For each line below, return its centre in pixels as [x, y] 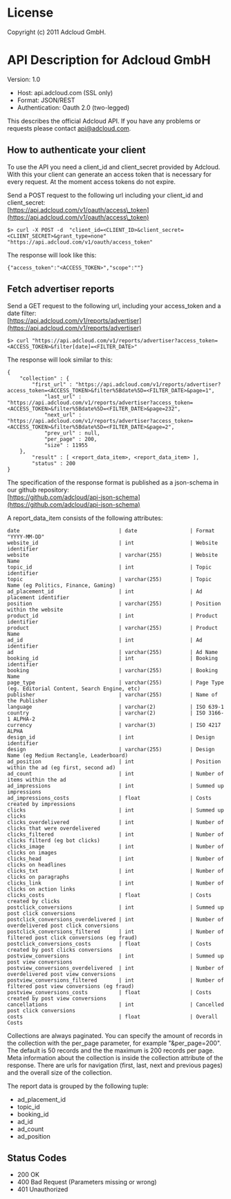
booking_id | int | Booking [112, 658]
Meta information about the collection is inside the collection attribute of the [115, 1057]
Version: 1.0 [24, 79]
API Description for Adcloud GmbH [109, 60]
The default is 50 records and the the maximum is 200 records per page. [111, 1050]
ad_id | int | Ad [105, 640]
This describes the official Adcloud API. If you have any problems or [104, 121]
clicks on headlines [37, 865]
